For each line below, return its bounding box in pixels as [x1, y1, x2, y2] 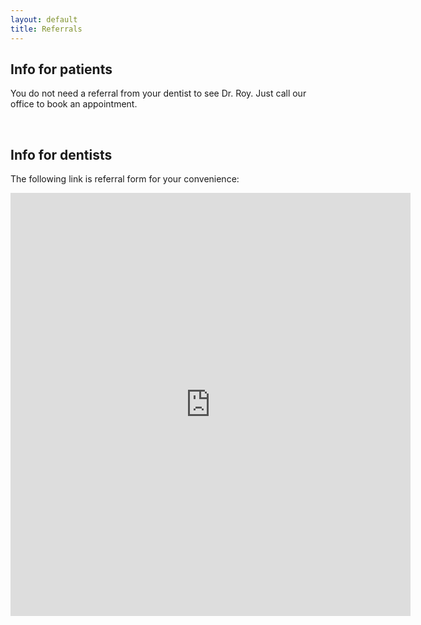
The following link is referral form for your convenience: [10, 173, 240, 185]
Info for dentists [10, 146, 113, 163]
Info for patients [10, 61, 113, 78]
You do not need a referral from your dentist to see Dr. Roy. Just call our [10, 87, 307, 100]
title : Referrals [10, 24, 83, 34]
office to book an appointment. [10, 98, 138, 110]
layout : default [10, 14, 78, 25]
